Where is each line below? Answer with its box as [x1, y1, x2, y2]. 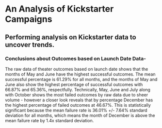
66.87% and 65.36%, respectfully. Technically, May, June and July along [5, 86, 150, 93]
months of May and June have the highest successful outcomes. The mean [5, 71, 156, 77]
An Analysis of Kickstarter [5, 3, 114, 15]
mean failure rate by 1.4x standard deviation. [5, 117, 94, 123]
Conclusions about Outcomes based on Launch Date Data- [5, 55, 146, 62]
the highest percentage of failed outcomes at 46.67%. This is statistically [5, 102, 151, 108]
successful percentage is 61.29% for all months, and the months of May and [5, 76, 158, 82]
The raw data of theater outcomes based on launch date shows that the [5, 66, 148, 72]
